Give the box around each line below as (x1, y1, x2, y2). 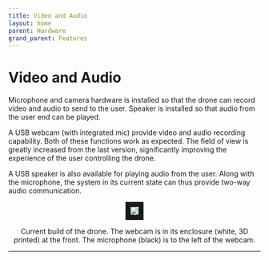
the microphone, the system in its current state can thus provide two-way (8, 177, 251, 187)
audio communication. (8, 186, 82, 196)
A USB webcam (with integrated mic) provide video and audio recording (8, 128, 246, 137)
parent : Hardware (8, 26, 66, 35)
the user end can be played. (8, 112, 101, 122)
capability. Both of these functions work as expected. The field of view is (8, 136, 249, 146)
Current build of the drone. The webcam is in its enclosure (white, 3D (20, 226, 249, 237)
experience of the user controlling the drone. (8, 153, 156, 163)
